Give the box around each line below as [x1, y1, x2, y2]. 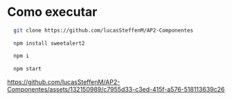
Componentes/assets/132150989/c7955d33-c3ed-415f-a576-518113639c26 [7, 86, 225, 94]
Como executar [7, 4, 98, 20]
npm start [13, 66, 42, 72]
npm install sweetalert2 [13, 39, 85, 47]
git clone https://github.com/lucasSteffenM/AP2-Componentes [13, 27, 194, 34]
